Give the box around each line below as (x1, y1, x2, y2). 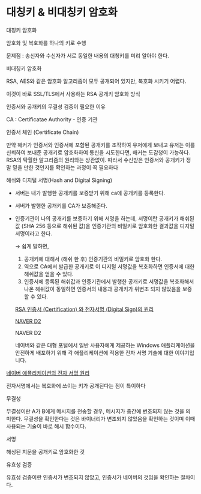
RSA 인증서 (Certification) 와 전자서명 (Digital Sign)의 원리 (14, 306, 154, 313)
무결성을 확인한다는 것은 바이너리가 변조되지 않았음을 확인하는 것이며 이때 (23, 415, 196, 422)
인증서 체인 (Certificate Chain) (6, 128, 79, 136)
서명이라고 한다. (14, 229, 52, 237)
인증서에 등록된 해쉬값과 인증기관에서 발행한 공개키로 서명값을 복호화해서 (23, 277, 194, 285)
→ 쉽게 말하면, (14, 242, 49, 250)
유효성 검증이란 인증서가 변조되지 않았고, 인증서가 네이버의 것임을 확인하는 (6, 474, 179, 481)
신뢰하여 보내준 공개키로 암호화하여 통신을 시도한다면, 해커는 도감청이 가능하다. (6, 148, 191, 156)
